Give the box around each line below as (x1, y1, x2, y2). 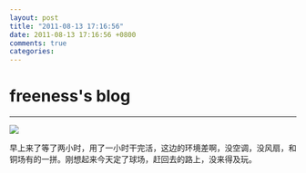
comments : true (9, 38, 67, 48)
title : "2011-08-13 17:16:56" (9, 22, 125, 31)
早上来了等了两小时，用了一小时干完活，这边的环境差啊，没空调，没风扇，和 (9, 142, 297, 154)
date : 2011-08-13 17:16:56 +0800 (9, 30, 137, 39)
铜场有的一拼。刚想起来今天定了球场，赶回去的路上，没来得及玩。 (9, 154, 257, 165)
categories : (9, 47, 55, 56)
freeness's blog (9, 86, 131, 107)
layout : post (9, 13, 59, 23)
